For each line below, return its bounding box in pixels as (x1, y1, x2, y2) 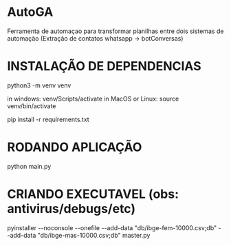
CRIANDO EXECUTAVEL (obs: (7, 187, 179, 202)
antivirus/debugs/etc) (7, 201, 136, 216)
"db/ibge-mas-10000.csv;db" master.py (37, 231, 151, 239)
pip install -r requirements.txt (7, 115, 89, 123)
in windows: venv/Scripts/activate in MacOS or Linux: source (7, 94, 179, 103)
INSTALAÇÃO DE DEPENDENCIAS (7, 59, 201, 74)
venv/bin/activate (7, 101, 56, 110)
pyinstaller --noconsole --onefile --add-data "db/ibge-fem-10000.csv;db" (7, 223, 217, 232)
